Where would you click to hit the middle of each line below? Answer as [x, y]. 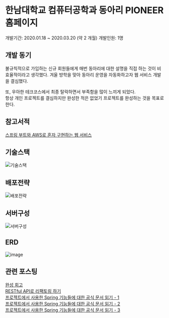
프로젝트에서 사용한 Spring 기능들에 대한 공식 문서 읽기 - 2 [63, 303]
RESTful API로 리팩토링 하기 [33, 291]
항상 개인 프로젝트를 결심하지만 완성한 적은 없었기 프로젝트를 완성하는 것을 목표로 [85, 98]
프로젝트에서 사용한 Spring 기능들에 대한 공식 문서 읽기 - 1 [62, 297]
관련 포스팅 [21, 272]
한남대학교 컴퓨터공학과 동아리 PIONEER [84, 10]
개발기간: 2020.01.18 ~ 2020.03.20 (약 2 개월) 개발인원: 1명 [64, 38]
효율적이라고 [18, 75]
